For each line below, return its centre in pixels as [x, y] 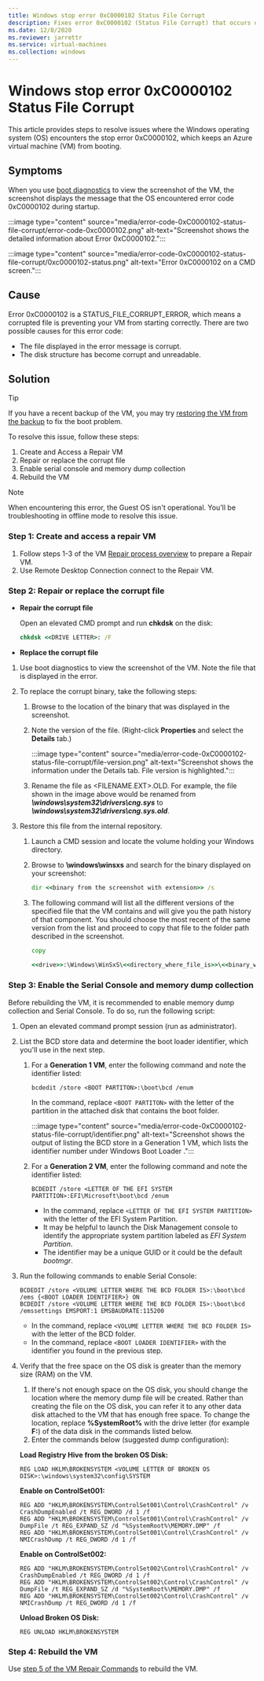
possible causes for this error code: [66, 330]
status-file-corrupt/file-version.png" [90, 762]
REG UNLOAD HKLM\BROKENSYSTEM [69, 1632]
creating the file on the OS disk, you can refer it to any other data [136, 1406]
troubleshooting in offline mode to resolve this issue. [93, 516]
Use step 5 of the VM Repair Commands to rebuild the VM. [103, 1668]
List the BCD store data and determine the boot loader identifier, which [134, 1041]
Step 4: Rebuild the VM [53, 1651]
